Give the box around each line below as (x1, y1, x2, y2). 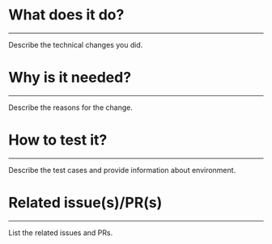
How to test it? (8, 131, 108, 149)
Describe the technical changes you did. (8, 40, 143, 49)
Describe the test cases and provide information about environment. (8, 165, 236, 175)
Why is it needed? (8, 69, 132, 86)
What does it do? (8, 6, 125, 24)
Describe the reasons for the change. (8, 103, 134, 112)
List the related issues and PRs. (8, 228, 113, 238)
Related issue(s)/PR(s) (8, 194, 163, 212)
